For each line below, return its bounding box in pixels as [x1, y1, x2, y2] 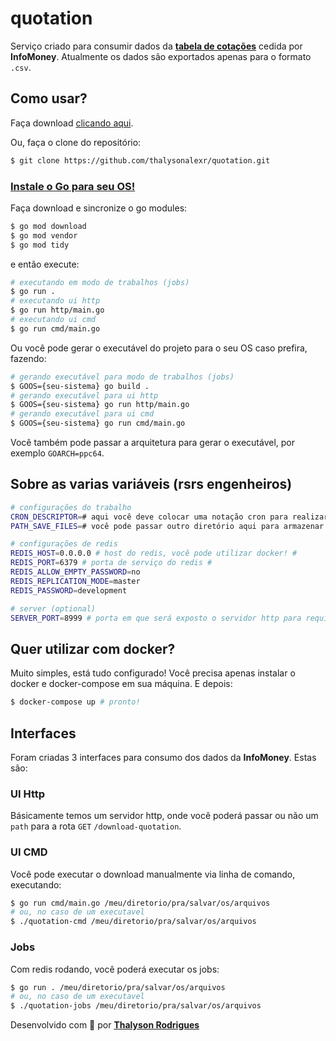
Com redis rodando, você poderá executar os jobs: [10, 963, 220, 975]
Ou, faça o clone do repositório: [10, 136, 142, 148]
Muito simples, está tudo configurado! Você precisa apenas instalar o [10, 667, 296, 679]
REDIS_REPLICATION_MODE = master [10, 576, 141, 586]
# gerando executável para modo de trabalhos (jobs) [10, 372, 235, 382]
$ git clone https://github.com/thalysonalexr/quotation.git [10, 155, 271, 166]
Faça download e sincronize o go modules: [10, 202, 188, 214]
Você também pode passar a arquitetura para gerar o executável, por [10, 437, 296, 449]
